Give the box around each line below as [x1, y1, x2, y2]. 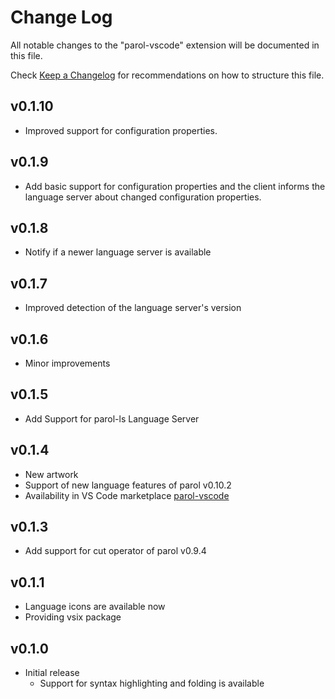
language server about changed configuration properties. [24, 191, 262, 203]
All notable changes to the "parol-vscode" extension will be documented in [10, 39, 320, 51]
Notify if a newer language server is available [24, 246, 212, 258]
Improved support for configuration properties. [24, 124, 218, 136]
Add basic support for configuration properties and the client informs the [24, 180, 326, 192]
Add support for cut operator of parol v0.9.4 [24, 545, 207, 557]
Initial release [24, 667, 80, 679]
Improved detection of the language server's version [24, 302, 242, 314]
